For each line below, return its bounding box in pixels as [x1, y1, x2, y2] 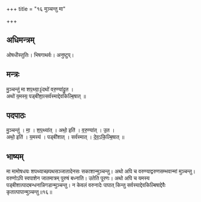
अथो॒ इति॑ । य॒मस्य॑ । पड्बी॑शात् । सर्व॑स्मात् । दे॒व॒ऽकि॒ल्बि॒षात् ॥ [6, 134, 125, 141]
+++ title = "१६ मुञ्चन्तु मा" [6, 5, 66, 12]
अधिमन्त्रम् [6, 35, 35, 45]
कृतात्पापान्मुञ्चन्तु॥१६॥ [6, 189, 52, 196]
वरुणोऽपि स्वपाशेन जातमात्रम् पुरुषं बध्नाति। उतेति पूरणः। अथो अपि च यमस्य [6, 175, 150, 182]
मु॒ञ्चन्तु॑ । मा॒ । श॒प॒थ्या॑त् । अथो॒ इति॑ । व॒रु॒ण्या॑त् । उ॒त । [6, 126, 115, 134]
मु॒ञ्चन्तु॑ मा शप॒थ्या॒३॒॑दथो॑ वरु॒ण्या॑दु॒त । [6, 85, 74, 93]
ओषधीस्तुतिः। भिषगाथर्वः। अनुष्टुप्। [6, 51, 74, 59]
